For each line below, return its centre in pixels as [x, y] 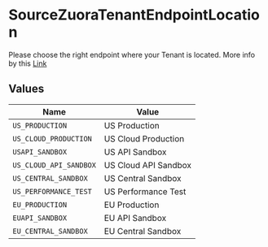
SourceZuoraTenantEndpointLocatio [134, 15]
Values [26, 89]
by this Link [28, 63]
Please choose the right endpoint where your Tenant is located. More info [132, 54]
